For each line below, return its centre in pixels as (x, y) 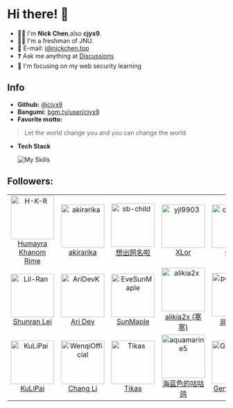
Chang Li (83, 388)
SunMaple (133, 321)
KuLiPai (33, 388)
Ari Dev (83, 321)
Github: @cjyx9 (40, 104)
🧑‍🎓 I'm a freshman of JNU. (55, 40)
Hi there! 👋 (38, 14)
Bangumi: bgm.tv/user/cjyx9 (58, 112)
